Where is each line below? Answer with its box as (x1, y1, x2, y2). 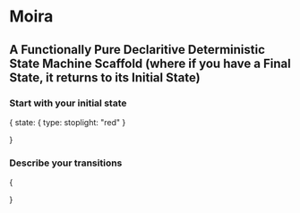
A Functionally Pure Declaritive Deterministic (9, 42, 266, 57)
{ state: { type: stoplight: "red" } (9, 116, 126, 127)
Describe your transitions (9, 157, 123, 169)
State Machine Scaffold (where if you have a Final (9, 55, 291, 71)
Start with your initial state (9, 97, 127, 109)
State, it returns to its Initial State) (9, 70, 201, 85)
